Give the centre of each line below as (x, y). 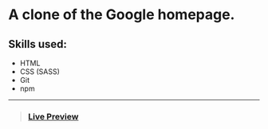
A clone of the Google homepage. (122, 15)
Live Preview (53, 116)
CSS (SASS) (39, 72)
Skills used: (38, 44)
